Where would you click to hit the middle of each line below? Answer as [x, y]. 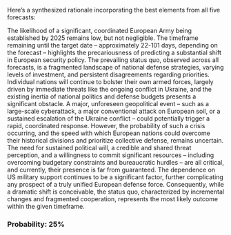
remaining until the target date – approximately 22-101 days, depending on [113, 45]
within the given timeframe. [46, 206]
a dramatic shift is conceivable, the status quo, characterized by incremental [116, 192]
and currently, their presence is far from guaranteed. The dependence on [111, 170]
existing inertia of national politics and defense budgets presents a [102, 96]
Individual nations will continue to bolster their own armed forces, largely [110, 82]
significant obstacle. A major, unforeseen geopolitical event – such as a [108, 104]
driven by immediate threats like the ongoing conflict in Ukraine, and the [110, 89]
